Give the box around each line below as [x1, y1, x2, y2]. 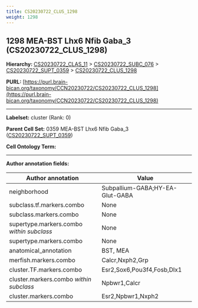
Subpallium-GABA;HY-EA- [101, 184, 177, 192]
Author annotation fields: [6, 160, 70, 167]
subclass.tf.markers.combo [9, 201, 84, 209]
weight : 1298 [6, 14, 38, 20]
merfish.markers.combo [9, 256, 75, 264]
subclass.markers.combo [9, 210, 79, 218]
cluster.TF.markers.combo [9, 266, 82, 274]
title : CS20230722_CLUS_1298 [6, 8, 78, 15]
